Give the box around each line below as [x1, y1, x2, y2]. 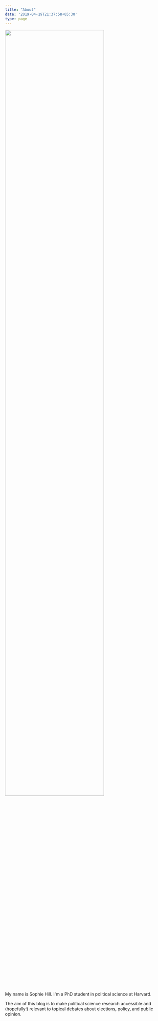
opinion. [5, 1011, 22, 1017]
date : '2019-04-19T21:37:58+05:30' [5, 12, 78, 17]
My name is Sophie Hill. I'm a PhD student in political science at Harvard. [5, 991, 152, 997]
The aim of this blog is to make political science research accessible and [5, 1001, 152, 1007]
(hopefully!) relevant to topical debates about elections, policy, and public [5, 1006, 153, 1012]
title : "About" [5, 7, 36, 12]
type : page [5, 16, 27, 21]
